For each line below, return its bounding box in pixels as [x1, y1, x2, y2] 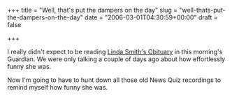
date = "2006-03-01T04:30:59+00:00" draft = [85, 13, 218, 22]
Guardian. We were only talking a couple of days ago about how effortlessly [7, 55, 226, 63]
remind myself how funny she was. [7, 83, 108, 91]
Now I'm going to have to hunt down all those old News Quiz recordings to [7, 76, 222, 84]
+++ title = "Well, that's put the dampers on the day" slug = [7, 6, 178, 14]
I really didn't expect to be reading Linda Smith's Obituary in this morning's [7, 48, 223, 56]
